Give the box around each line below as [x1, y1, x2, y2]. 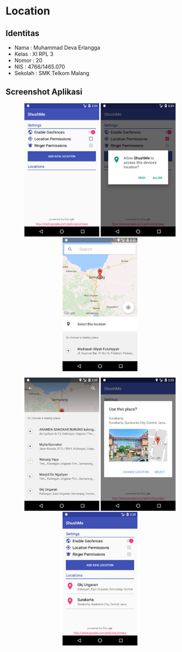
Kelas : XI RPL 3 [14, 50, 54, 58]
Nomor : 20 [14, 57, 43, 64]
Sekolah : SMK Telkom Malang [14, 70, 90, 76]
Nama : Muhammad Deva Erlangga [14, 44, 101, 51]
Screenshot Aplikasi [5, 87, 83, 97]
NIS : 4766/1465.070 [14, 63, 65, 70]
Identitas [5, 28, 40, 38]
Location [5, 4, 50, 18]
